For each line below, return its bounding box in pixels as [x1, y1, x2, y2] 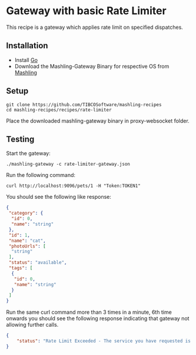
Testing [6, 134, 35, 144]
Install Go [14, 56, 38, 63]
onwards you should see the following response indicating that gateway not [6, 315, 190, 322]
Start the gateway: [6, 150, 51, 157]
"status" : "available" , [8, 259, 67, 266]
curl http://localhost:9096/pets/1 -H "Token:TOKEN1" [6, 183, 141, 189]
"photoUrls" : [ [8, 243, 46, 249]
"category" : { [8, 211, 44, 216]
